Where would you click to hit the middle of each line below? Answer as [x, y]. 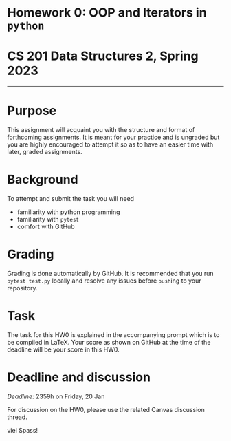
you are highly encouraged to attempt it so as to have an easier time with [110, 144]
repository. [22, 288]
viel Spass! [23, 430]
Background [43, 180]
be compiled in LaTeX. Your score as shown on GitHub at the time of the [109, 342]
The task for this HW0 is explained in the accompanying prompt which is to [113, 334]
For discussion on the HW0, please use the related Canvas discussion [106, 409]
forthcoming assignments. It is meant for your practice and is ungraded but [113, 137]
